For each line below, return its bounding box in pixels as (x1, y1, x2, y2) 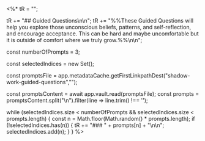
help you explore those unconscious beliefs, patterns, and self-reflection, (6, 24, 192, 31)
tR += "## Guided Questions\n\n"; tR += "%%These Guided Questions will (6, 17, 194, 24)
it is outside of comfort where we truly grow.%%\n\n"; (6, 37, 143, 43)
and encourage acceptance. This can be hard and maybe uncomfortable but (6, 30, 199, 37)
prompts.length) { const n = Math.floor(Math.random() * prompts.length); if (6, 115, 195, 122)
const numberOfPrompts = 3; (6, 48, 81, 56)
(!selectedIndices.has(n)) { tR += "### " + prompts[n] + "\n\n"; (6, 121, 165, 129)
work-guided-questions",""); (6, 79, 78, 85)
